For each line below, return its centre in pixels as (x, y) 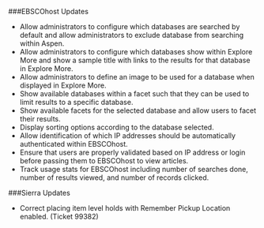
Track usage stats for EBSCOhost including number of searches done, (134, 169)
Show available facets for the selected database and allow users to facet (138, 110)
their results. (40, 119)
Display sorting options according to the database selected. (117, 127)
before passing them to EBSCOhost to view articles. (104, 161)
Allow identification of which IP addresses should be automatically (127, 136)
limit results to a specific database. (76, 102)
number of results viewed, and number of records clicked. (114, 178)
